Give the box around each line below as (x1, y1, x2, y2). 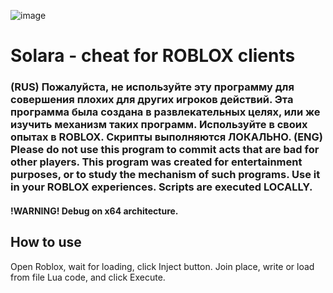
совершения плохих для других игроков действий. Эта (10, 93, 294, 107)
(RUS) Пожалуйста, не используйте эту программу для (10, 80, 295, 94)
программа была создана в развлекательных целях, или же (10, 105, 321, 119)
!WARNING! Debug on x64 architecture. (10, 205, 179, 217)
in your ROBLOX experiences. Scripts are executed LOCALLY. (10, 180, 313, 194)
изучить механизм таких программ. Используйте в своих (10, 118, 308, 132)
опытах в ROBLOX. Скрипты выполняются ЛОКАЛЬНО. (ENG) (10, 130, 324, 144)
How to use (10, 234, 82, 251)
